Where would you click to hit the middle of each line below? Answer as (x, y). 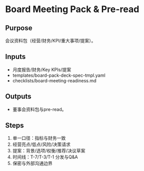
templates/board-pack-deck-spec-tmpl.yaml (59, 75)
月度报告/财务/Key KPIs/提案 (42, 70)
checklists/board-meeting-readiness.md (54, 80)
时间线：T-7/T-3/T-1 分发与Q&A (45, 157)
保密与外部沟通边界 (32, 163)
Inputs (16, 57)
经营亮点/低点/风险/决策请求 (41, 144)
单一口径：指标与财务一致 (39, 138)
